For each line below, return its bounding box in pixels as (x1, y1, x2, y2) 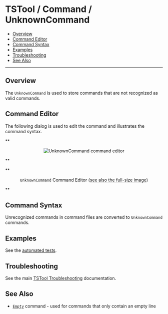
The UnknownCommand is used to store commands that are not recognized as (5, 90, 158, 96)
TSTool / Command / (5, 4, 92, 15)
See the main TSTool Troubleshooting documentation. (5, 275, 116, 281)
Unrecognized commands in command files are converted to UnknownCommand (5, 214, 163, 220)
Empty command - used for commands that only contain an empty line (12, 303, 156, 309)
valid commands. (5, 95, 40, 101)
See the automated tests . (5, 247, 57, 253)
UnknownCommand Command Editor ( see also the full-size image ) (19, 177, 148, 183)
